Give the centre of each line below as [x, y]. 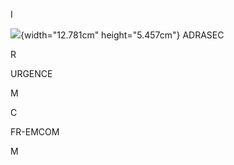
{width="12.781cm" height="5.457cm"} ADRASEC [122, 35]
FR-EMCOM [35, 132]
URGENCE [31, 73]
